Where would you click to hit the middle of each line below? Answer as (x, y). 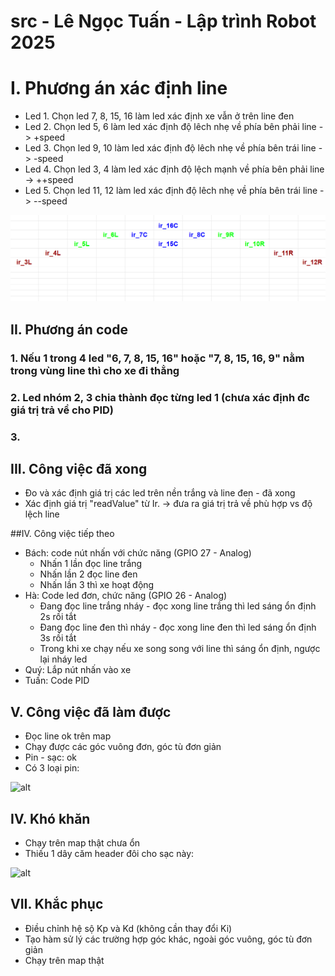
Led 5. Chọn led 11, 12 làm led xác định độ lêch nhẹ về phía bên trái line (171, 191)
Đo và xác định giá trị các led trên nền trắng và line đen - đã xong (160, 493)
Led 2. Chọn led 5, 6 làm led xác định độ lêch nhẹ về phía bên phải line (170, 127)
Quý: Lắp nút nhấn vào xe (78, 670)
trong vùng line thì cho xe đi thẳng (95, 370)
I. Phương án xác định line (119, 88)
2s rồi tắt (58, 617)
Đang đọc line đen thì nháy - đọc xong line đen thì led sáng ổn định (178, 627)
